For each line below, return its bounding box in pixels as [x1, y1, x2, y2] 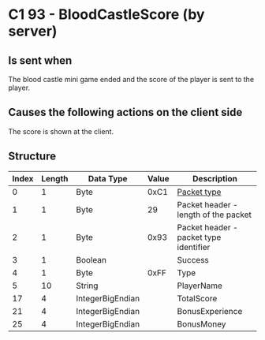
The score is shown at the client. [8, 126, 114, 136]
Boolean [76, 254, 106, 265]
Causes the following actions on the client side [8, 106, 243, 119]
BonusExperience [177, 305, 243, 316]
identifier [177, 241, 211, 252]
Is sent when [8, 54, 73, 67]
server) [8, 22, 58, 40]
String [76, 280, 99, 291]
